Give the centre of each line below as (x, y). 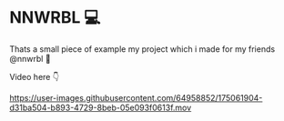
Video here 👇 (34, 76)
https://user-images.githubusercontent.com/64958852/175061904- (136, 97)
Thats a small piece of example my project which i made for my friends (142, 49)
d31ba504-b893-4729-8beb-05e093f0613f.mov (101, 107)
